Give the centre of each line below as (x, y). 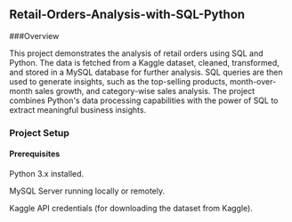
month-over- (253, 81)
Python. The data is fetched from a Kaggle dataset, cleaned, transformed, (145, 62)
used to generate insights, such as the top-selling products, (119, 81)
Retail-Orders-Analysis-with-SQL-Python (127, 15)
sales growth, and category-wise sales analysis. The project (145, 91)
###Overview (34, 36)
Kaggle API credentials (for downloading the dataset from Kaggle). (131, 208)
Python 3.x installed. (47, 173)
